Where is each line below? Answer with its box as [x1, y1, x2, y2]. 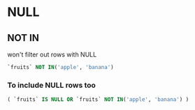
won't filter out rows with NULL [7, 50, 97, 58]
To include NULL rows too [7, 80, 96, 90]
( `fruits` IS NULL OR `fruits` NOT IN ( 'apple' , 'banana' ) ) [7, 96, 189, 103]
